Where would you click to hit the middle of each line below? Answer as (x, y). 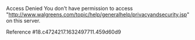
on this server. (23, 21)
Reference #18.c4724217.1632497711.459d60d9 (64, 32)
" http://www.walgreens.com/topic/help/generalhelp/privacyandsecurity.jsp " (98, 14)
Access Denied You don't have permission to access (69, 8)
